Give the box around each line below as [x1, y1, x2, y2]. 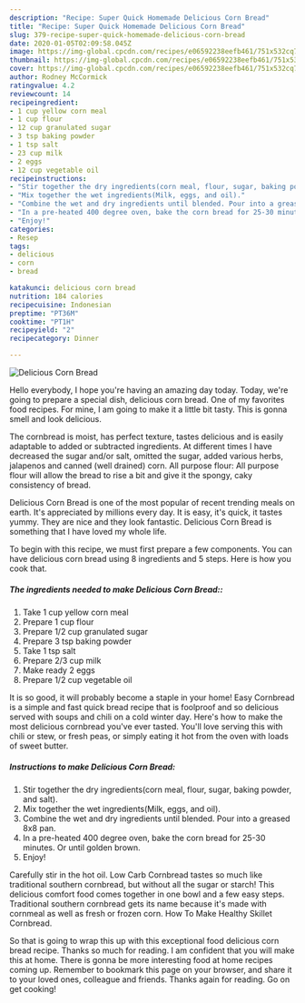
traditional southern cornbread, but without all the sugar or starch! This [9, 878, 275, 889]
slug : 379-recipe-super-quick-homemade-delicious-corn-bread [9, 30, 246, 39]
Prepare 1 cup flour [22, 616, 94, 627]
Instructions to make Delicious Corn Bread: [9, 761, 176, 772]
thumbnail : [9, 55, 51, 65]
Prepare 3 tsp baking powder [22, 636, 132, 647]
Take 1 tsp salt [22, 645, 76, 656]
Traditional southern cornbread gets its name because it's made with [9, 898, 268, 909]
